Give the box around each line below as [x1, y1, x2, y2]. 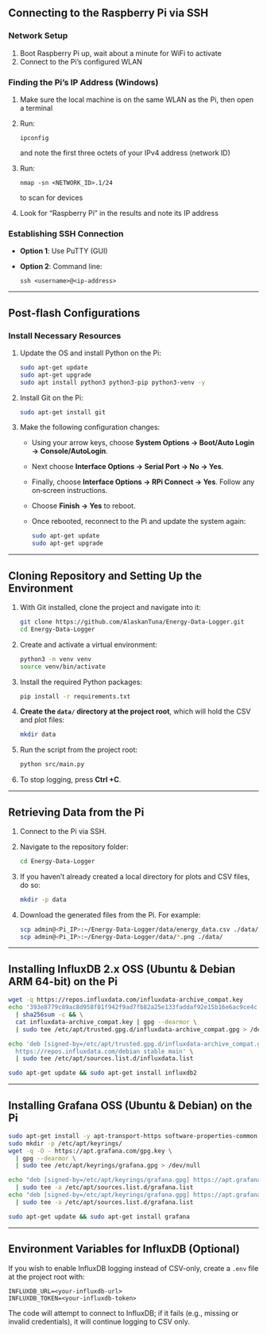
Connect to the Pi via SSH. [19, 826, 107, 835]
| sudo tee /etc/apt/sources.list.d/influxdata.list [15, 1054, 194, 1062]
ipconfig [19, 134, 49, 142]
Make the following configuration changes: [19, 422, 161, 432]
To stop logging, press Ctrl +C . [19, 775, 122, 784]
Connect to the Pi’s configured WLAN [19, 57, 143, 66]
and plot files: [19, 715, 65, 725]
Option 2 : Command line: [19, 262, 103, 272]
